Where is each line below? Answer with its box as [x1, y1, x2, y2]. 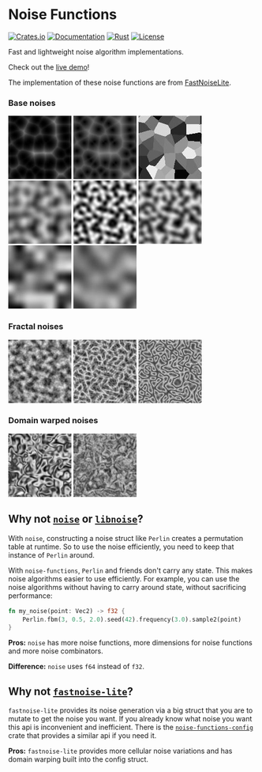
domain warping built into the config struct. [8, 755, 148, 764]
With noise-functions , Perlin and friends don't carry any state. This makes [8, 566, 253, 575]
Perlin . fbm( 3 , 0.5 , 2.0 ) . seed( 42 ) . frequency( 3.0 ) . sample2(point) [22, 615, 242, 623]
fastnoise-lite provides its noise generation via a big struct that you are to [8, 706, 253, 715]
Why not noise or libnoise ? [8, 513, 144, 526]
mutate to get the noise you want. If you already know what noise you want [8, 714, 253, 724]
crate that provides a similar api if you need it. [8, 731, 157, 740]
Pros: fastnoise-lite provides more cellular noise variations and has [8, 746, 233, 756]
